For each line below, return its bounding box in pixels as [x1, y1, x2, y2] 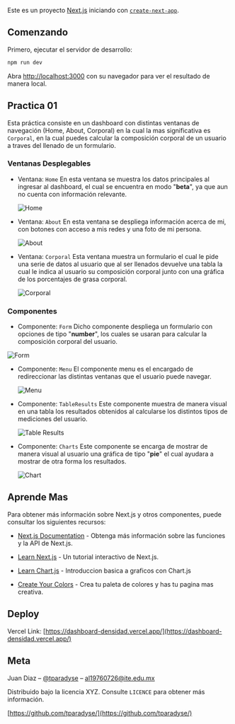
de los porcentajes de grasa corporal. [17, 275, 127, 283]
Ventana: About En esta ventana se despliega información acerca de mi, [17, 217, 227, 226]
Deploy [7, 608, 40, 620]
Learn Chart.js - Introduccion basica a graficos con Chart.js [17, 566, 191, 575]
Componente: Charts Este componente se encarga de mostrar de [17, 442, 208, 451]
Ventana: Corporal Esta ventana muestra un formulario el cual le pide [17, 252, 219, 260]
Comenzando [7, 26, 69, 38]
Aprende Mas [7, 491, 69, 503]
